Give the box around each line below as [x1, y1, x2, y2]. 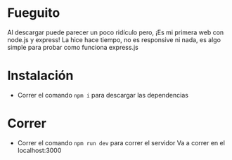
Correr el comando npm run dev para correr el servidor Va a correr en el [17, 138, 225, 147]
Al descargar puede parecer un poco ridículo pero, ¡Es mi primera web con [7, 28, 224, 36]
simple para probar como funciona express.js [7, 43, 138, 51]
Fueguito [7, 5, 60, 21]
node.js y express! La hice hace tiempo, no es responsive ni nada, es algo [7, 35, 221, 44]
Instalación [7, 68, 74, 84]
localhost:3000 [17, 146, 62, 154]
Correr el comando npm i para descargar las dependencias [17, 91, 188, 99]
